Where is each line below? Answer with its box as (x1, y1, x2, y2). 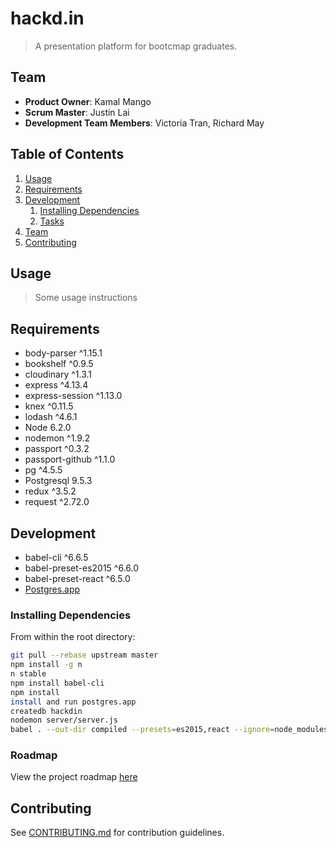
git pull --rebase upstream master (10, 650, 159, 661)
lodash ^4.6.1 (24, 411, 78, 423)
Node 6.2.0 (24, 422, 72, 434)
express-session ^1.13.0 (24, 390, 123, 402)
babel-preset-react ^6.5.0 (24, 573, 131, 584)
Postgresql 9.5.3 (24, 475, 93, 487)
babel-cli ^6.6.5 (24, 552, 89, 563)
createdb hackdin (10, 706, 83, 716)
